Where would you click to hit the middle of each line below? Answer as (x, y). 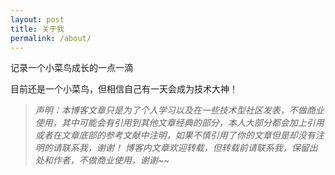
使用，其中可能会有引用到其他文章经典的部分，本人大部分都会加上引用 (179, 123)
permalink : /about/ (51, 38)
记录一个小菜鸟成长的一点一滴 (71, 68)
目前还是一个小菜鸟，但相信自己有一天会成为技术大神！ (124, 89)
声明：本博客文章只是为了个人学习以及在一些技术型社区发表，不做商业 (179, 110)
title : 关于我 (37, 29)
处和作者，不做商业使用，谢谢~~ (102, 160)
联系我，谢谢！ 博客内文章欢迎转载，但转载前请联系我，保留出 (189, 148)
